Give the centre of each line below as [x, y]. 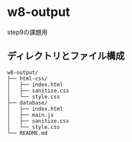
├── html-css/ [28, 78]
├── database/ [28, 103]
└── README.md [28, 133]
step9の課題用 [28, 32]
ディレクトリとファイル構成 [66, 56]
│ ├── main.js [30, 115]
